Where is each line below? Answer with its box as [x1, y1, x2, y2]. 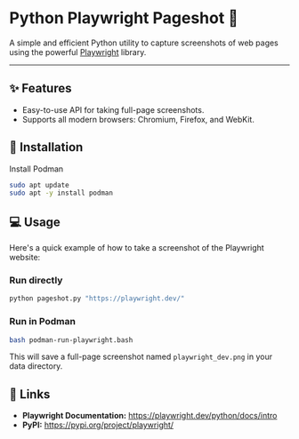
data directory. [9, 361, 63, 371]
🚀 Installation [9, 140, 84, 155]
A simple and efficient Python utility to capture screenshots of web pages [9, 37, 279, 48]
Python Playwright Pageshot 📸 [9, 8, 238, 28]
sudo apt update [9, 180, 69, 189]
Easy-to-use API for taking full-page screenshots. [21, 104, 205, 115]
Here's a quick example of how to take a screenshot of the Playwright [9, 243, 264, 253]
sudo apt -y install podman [9, 188, 114, 198]
